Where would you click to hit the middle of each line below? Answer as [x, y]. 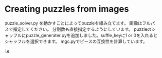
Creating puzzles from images [67, 9]
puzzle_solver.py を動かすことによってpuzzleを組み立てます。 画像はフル [78, 23]
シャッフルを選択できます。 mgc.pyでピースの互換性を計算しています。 [76, 41]
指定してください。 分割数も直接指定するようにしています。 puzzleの [82, 29]
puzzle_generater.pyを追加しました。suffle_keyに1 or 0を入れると [91, 35]
